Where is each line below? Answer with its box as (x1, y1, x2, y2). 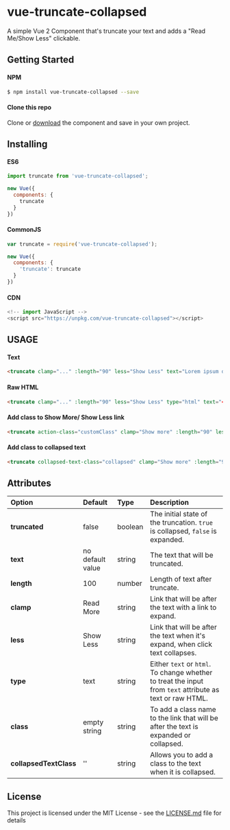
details (7, 816, 26, 825)
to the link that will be (150, 713, 218, 723)
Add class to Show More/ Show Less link (7, 413, 125, 421)
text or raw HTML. (150, 693, 209, 703)
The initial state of (150, 509, 207, 519)
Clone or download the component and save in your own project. (7, 118, 190, 127)
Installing (7, 139, 48, 150)
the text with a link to (150, 603, 217, 613)
